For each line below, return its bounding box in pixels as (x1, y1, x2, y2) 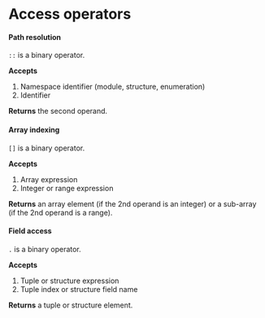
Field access (8, 226, 52, 236)
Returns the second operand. (8, 107, 108, 116)
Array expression (20, 174, 78, 184)
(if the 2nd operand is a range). (8, 207, 113, 217)
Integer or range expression (20, 183, 114, 193)
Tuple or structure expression (20, 276, 119, 285)
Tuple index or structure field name (20, 284, 138, 294)
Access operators (8, 5, 132, 24)
